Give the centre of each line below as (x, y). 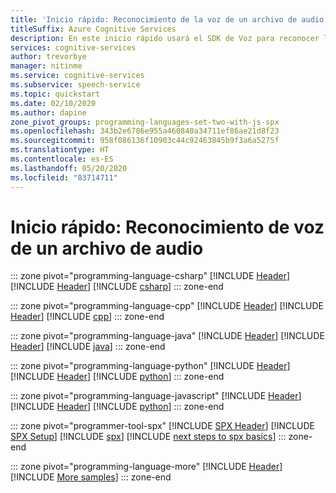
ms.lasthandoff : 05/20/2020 (69, 168)
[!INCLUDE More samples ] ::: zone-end (91, 477)
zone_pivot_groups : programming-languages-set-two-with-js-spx (145, 122)
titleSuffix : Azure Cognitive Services (93, 29)
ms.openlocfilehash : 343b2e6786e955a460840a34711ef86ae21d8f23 (145, 131)
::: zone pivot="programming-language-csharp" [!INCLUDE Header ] (150, 276)
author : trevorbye (48, 57)
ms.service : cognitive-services (77, 76)
